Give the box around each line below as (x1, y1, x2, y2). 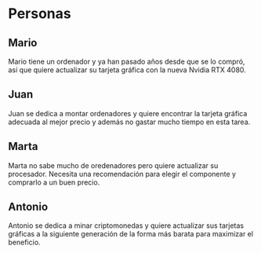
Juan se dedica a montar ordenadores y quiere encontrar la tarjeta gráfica (8, 108, 248, 118)
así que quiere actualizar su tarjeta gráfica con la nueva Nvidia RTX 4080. (8, 65, 247, 75)
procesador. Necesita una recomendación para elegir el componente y (8, 169, 237, 178)
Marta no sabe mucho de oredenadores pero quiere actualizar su (8, 160, 219, 170)
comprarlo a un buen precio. (8, 178, 100, 187)
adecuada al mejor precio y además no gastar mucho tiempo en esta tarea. (8, 117, 251, 126)
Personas (8, 5, 72, 23)
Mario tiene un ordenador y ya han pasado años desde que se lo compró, (8, 57, 245, 66)
